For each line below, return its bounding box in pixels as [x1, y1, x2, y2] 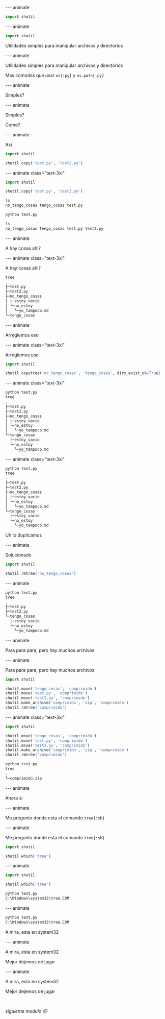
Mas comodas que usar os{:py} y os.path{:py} [5, 72, 104, 78]
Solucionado [5, 552, 32, 558]
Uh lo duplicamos [5, 532, 42, 538]
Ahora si [5, 795, 23, 801]
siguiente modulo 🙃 [5, 1008, 47, 1014]
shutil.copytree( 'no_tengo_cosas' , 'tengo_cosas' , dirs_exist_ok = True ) [5, 371, 160, 376]
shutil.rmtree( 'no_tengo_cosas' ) [5, 571, 76, 576]
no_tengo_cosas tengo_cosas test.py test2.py [5, 226, 103, 231]
